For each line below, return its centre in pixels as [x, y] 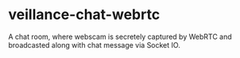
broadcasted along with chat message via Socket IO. [94, 44]
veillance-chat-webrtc [84, 15]
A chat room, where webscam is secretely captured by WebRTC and [120, 37]
